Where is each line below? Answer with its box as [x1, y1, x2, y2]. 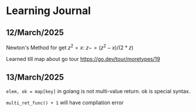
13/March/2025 [6, 72, 64, 83]
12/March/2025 [6, 28, 64, 38]
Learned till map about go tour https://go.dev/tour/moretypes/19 [6, 55, 160, 62]
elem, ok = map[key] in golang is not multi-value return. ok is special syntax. [6, 88, 191, 95]
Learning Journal [6, 4, 91, 18]
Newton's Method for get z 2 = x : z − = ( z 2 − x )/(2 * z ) [6, 43, 134, 51]
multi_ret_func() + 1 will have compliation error [6, 99, 124, 106]
